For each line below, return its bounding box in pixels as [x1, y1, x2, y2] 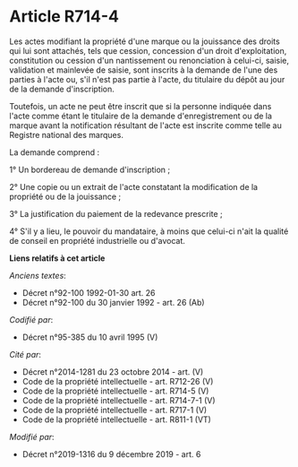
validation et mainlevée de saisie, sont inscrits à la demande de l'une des [9, 65, 278, 75]
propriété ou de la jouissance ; [9, 191, 122, 202]
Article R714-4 [9, 6, 119, 27]
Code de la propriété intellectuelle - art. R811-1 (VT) [21, 414, 212, 425]
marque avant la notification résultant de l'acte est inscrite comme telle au [9, 119, 282, 131]
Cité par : [9, 349, 42, 359]
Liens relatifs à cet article [9, 253, 106, 264]
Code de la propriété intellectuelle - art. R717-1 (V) [21, 404, 208, 415]
